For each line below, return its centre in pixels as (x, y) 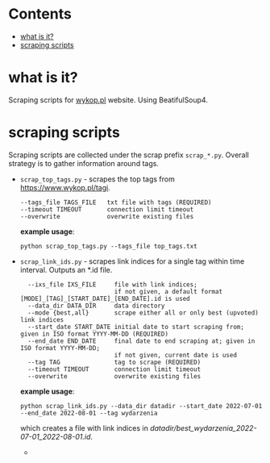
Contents (40, 14)
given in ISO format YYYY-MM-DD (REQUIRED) (94, 334)
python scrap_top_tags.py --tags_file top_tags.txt (108, 246)
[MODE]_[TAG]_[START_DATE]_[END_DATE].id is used (105, 298)
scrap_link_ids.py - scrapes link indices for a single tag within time (132, 261)
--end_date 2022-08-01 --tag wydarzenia (89, 413)
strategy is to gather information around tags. (84, 163)
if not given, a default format (168, 291)
